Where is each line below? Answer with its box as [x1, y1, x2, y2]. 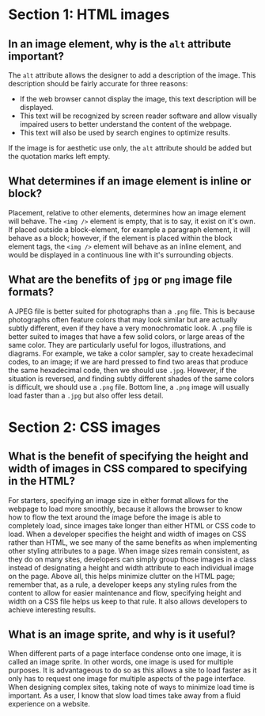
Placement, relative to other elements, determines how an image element [8, 208, 247, 217]
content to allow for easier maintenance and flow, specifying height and [8, 588, 242, 597]
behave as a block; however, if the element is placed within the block [8, 233, 233, 242]
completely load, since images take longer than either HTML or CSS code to [8, 520, 256, 530]
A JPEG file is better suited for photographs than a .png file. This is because [8, 307, 256, 316]
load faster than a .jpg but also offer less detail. [8, 390, 164, 400]
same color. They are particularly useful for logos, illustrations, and [8, 340, 226, 349]
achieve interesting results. [8, 604, 97, 615]
